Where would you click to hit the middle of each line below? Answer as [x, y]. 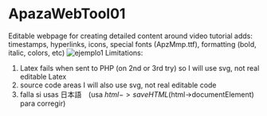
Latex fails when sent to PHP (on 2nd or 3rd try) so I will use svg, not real [139, 68]
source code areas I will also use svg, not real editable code [118, 85]
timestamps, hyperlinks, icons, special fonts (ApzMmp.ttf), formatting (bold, [132, 44]
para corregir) [43, 103]
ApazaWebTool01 [67, 14]
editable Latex [43, 76]
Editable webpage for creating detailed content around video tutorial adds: [131, 36]
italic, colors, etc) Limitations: [76, 52]
